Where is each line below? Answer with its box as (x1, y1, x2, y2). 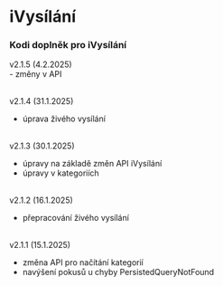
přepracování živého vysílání (22, 213, 129, 224)
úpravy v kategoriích (22, 167, 99, 178)
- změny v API (9, 69, 62, 80)
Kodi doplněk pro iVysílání (9, 39, 127, 52)
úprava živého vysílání (22, 113, 107, 124)
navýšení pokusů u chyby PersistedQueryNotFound (22, 267, 215, 278)
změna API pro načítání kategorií (22, 257, 144, 268)
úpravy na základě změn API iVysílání (22, 158, 163, 169)
